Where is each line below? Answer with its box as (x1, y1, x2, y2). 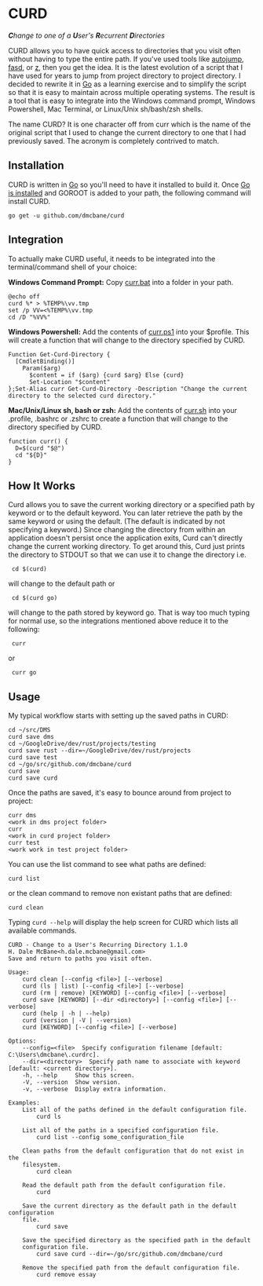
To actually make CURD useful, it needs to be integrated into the (8, 254, 216, 263)
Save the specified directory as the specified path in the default (22, 1237, 251, 1244)
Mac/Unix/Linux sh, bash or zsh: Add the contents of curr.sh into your (8, 405, 237, 415)
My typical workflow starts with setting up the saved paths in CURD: (8, 711, 229, 721)
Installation (8, 159, 64, 173)
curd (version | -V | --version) (22, 1017, 132, 1025)
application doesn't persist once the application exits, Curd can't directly (8, 533, 243, 543)
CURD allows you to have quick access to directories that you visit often (8, 46, 241, 55)
